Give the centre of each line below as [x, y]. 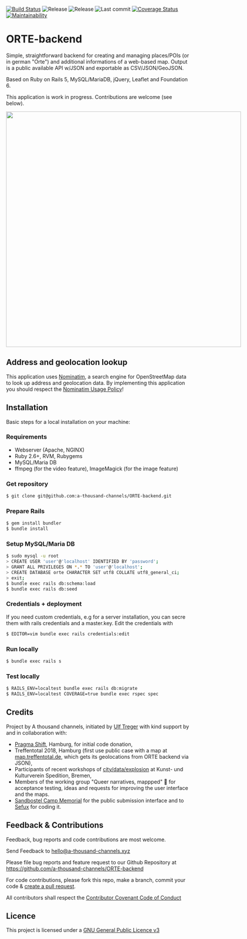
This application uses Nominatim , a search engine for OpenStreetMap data [96, 376]
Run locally [22, 649]
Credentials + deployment [44, 604]
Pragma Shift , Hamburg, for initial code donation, [74, 744]
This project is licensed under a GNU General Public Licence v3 [83, 930]
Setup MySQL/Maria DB [40, 544]
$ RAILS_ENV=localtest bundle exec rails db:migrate [72, 689]
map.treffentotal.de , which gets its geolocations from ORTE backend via [101, 756]
